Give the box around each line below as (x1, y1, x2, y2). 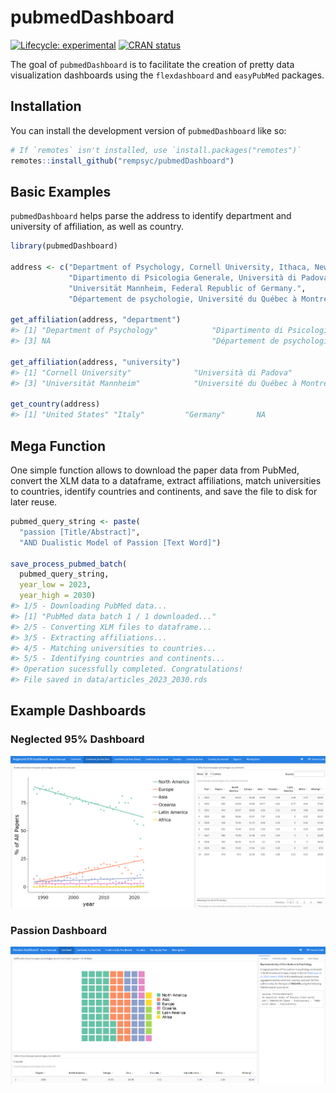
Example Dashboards (10, 702, 147, 720)
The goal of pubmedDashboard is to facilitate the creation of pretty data (10, 58, 295, 70)
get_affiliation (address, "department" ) (10, 315, 182, 325)
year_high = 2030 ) (19, 591, 97, 601)
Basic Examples (10, 183, 112, 200)
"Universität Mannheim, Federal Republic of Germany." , (68, 283, 307, 293)
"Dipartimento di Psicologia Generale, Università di (68, 272, 298, 283)
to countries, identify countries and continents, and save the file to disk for (10, 486, 318, 497)
